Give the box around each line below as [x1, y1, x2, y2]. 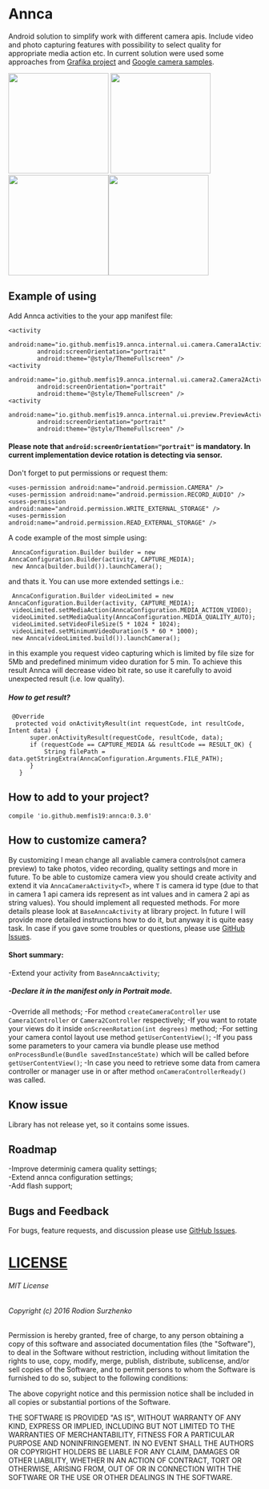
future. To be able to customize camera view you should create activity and [8, 872, 257, 882]
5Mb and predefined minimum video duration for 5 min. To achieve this [8, 656, 243, 667]
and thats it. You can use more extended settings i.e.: [8, 576, 184, 586]
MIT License [8, 1280, 50, 1290]
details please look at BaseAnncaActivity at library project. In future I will [8, 906, 246, 916]
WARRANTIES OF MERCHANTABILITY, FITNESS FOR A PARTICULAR [8, 1430, 235, 1440]
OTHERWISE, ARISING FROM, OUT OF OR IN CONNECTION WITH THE [8, 1464, 242, 1474]
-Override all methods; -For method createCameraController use [8, 1006, 221, 1016]
